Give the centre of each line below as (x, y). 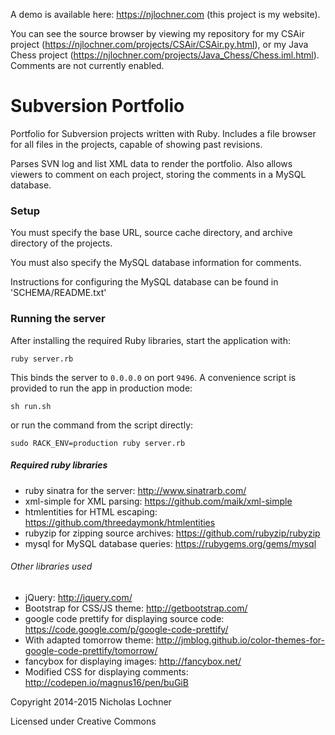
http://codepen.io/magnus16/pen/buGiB (106, 682)
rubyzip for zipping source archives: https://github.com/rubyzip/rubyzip (172, 533)
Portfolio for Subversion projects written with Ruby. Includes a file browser (163, 133)
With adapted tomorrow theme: (89, 640)
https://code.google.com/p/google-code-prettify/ (126, 629)
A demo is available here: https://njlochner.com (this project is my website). (165, 14)
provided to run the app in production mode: (101, 388)
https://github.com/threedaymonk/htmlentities (120, 522)
